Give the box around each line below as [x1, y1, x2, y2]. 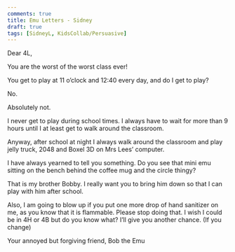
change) [7, 223, 32, 232]
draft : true [7, 23, 42, 30]
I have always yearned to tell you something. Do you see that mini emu [7, 159, 212, 167]
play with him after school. [7, 187, 84, 196]
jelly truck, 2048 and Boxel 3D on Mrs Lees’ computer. [7, 145, 165, 154]
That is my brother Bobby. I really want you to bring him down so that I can [7, 180, 223, 188]
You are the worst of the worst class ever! [7, 62, 128, 71]
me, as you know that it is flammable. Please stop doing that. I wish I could [7, 208, 222, 217]
